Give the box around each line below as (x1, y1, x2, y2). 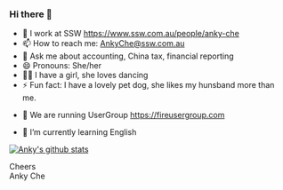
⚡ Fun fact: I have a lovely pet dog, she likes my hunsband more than (21, 80, 275, 91)
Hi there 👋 (9, 8, 53, 20)
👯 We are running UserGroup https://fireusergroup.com (21, 110, 225, 121)
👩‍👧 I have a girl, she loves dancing (21, 70, 149, 81)
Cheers (9, 162, 36, 172)
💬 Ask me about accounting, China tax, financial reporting (21, 51, 234, 61)
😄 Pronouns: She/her (21, 60, 102, 71)
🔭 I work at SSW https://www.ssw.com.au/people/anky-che (21, 28, 240, 39)
